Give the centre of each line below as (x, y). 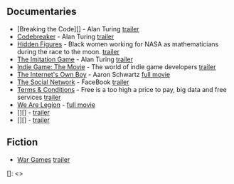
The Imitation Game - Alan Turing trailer (75, 59)
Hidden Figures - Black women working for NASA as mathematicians (118, 44)
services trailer (39, 97)
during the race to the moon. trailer (68, 51)
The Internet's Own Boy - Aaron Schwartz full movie (94, 74)
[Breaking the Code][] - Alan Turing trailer (78, 29)
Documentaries (42, 12)
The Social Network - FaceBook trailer (73, 82)
